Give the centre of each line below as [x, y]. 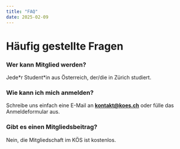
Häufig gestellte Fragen [65, 46]
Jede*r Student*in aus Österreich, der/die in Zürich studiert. [79, 77]
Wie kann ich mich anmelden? [50, 92]
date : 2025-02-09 [27, 17]
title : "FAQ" [22, 11]
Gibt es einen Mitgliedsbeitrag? [52, 127]
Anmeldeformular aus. [33, 112]
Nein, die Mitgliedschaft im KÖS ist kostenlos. [61, 140]
